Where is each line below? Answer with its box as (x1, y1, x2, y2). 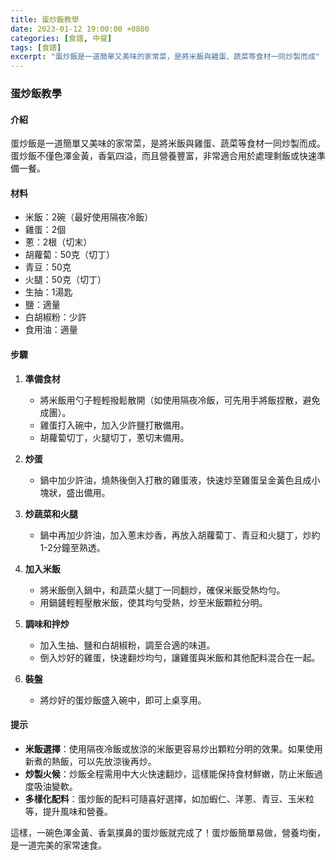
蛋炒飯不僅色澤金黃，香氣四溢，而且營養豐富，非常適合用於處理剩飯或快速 (10, 150, 317, 162)
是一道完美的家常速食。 (10, 839, 107, 851)
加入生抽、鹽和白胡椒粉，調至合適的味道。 (39, 639, 216, 651)
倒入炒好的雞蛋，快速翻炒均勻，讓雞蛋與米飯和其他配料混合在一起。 (39, 651, 321, 663)
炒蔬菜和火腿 (24, 507, 78, 520)
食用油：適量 (24, 324, 78, 336)
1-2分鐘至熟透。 (39, 541, 106, 553)
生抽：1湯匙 (24, 286, 73, 298)
